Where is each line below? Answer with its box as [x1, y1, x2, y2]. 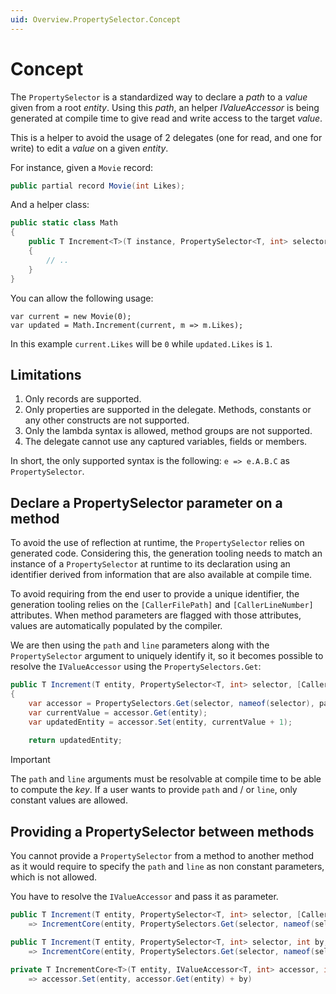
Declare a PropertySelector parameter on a [10, 494, 283, 511]
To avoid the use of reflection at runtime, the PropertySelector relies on [10, 537, 305, 549]
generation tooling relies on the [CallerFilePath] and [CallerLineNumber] [10, 599, 314, 611]
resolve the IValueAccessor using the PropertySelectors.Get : [10, 661, 262, 673]
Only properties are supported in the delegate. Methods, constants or [24, 404, 312, 416]
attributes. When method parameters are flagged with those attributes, [10, 609, 302, 621]
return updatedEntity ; [28, 736, 123, 746]
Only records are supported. [24, 393, 142, 405]
